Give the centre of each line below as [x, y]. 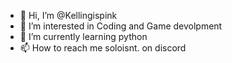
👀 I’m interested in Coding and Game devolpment [121, 26]
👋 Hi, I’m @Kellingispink [68, 15]
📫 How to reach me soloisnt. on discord [103, 48]
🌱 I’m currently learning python [83, 36]
